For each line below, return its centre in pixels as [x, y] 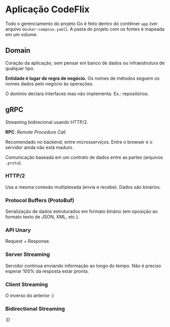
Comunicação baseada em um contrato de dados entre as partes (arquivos [84, 157]
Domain [18, 50]
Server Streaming [28, 254]
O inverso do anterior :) [30, 296]
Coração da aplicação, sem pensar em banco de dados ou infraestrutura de [85, 63]
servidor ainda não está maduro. [40, 147]
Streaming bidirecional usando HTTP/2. [47, 122]
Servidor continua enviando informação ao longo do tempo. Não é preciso [83, 266]
